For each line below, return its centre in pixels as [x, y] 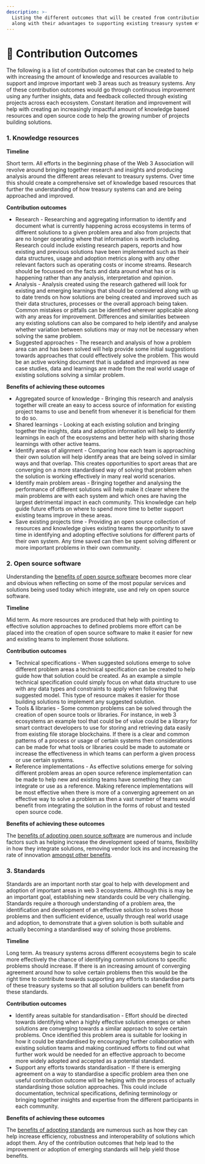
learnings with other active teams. [58, 444]
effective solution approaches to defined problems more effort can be [94, 626]
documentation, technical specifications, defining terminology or [96, 1093]
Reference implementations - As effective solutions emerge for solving [104, 766]
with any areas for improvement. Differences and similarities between [103, 316]
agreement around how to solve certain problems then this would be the [97, 972]
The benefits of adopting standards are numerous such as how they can [97, 1130]
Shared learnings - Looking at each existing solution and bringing [97, 424]
